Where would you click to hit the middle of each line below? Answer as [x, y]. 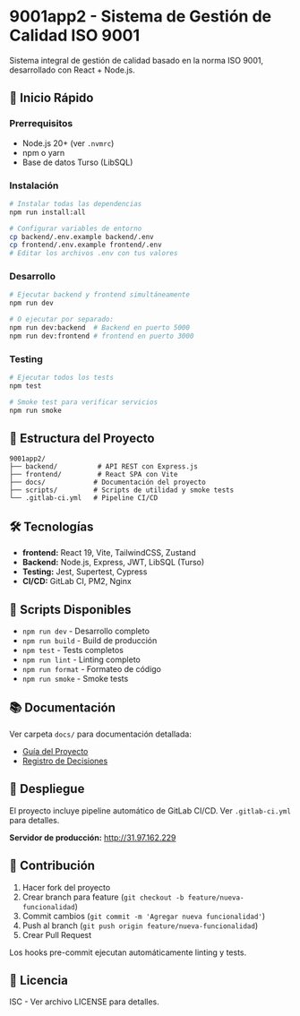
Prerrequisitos [41, 124]
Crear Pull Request [57, 934]
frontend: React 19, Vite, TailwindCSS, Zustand [109, 553]
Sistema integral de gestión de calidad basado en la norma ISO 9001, [137, 60]
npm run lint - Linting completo [81, 659]
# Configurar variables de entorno [76, 228]
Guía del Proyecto [55, 751]
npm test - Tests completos [73, 650]
